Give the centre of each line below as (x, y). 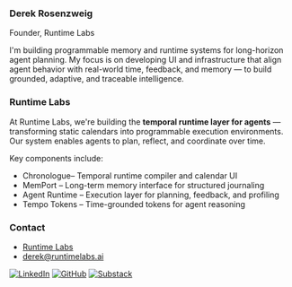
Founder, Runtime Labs (52, 33)
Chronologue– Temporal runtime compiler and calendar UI (130, 175)
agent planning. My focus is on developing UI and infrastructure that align (146, 60)
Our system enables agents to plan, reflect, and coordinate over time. (137, 141)
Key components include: (56, 158)
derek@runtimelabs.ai (63, 256)
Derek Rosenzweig (51, 13)
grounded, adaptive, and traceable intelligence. (97, 79)
